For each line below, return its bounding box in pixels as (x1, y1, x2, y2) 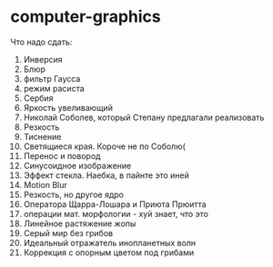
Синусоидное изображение (23, 160, 132, 171)
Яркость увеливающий (23, 102, 113, 113)
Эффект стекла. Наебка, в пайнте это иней (23, 170, 189, 181)
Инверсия (23, 54, 63, 64)
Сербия (23, 93, 54, 104)
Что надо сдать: (10, 36, 73, 47)
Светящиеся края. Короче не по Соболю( (23, 141, 186, 152)
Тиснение (23, 131, 62, 142)
